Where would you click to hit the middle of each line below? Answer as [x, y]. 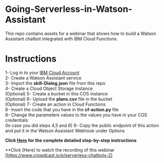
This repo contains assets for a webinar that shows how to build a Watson [81, 33]
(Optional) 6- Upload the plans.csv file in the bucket [59, 99]
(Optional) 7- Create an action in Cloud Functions [55, 104]
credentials [17, 120]
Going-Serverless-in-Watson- [69, 9]
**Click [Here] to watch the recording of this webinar [60, 150]
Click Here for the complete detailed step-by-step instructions [71, 140]
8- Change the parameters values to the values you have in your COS [76, 115]
